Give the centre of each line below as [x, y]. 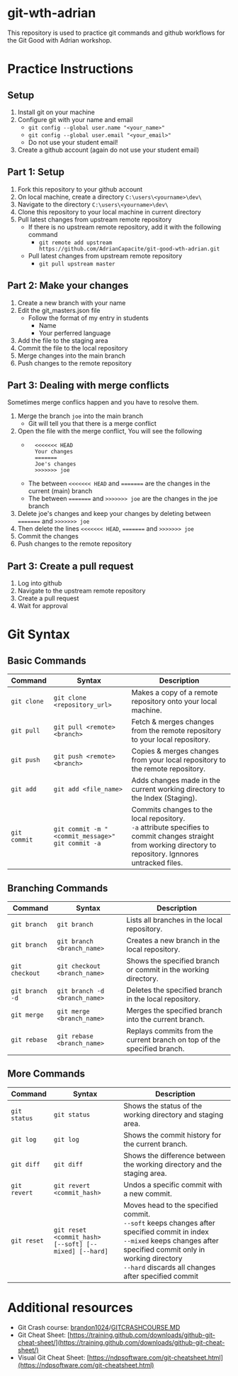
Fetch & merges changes [173, 722]
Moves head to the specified [171, 1205]
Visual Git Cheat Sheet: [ [53, 1358]
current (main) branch [60, 491]
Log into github [40, 583]
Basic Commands [47, 660]
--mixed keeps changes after [171, 1240]
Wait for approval [43, 606]
